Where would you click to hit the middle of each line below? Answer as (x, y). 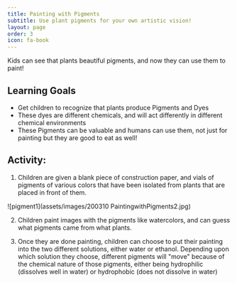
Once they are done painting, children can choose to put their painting (120, 241)
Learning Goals (42, 91)
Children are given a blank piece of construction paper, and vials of (116, 177)
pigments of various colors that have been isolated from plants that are (121, 185)
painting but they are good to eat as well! (77, 138)
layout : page (27, 27)
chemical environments (52, 122)
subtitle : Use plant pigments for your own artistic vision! (100, 21)
